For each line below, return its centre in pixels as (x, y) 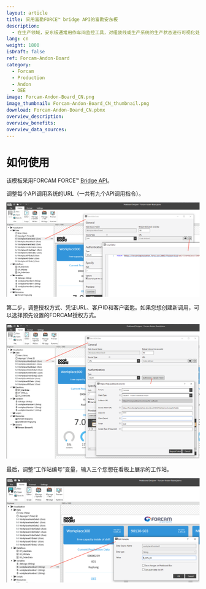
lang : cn (17, 39)
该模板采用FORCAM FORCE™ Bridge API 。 (59, 180)
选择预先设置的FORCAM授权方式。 (55, 315)
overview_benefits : (31, 123)
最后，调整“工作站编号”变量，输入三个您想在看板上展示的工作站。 (90, 469)
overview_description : (35, 117)
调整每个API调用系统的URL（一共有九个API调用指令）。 (75, 194)
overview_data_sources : (37, 129)
